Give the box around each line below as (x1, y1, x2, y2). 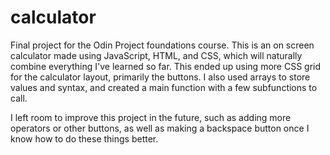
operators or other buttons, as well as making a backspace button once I (10, 122, 310, 134)
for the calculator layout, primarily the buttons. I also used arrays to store (10, 71, 311, 83)
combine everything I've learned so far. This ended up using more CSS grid (10, 60, 322, 72)
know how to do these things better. (10, 132, 159, 145)
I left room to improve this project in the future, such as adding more (10, 111, 292, 123)
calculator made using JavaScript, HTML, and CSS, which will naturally (10, 49, 303, 61)
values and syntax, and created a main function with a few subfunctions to (10, 81, 318, 93)
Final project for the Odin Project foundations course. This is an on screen (10, 39, 315, 51)
